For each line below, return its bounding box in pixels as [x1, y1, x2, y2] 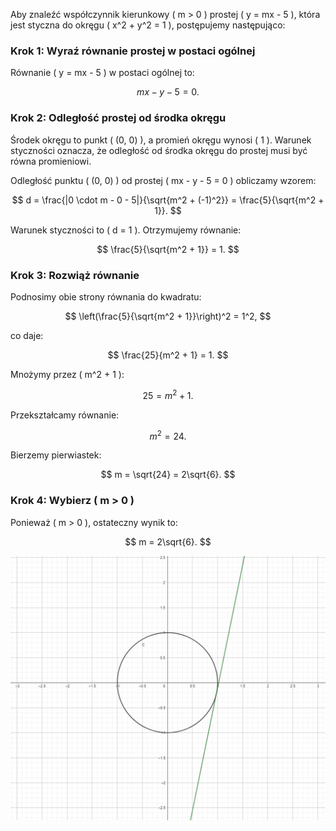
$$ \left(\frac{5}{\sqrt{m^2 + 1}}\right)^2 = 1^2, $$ [64, 310, 272, 322]
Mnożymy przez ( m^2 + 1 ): [10, 368, 125, 380]
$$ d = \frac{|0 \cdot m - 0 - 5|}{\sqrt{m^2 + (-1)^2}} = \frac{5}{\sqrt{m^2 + [11, 194, 325, 206]
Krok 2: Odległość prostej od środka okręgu [10, 111, 227, 125]
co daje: [10, 329, 44, 341]
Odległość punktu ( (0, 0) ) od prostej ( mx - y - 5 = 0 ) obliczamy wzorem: [10, 174, 317, 186]
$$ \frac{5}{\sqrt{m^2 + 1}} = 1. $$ [96, 243, 240, 255]
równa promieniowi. [10, 155, 92, 167]
